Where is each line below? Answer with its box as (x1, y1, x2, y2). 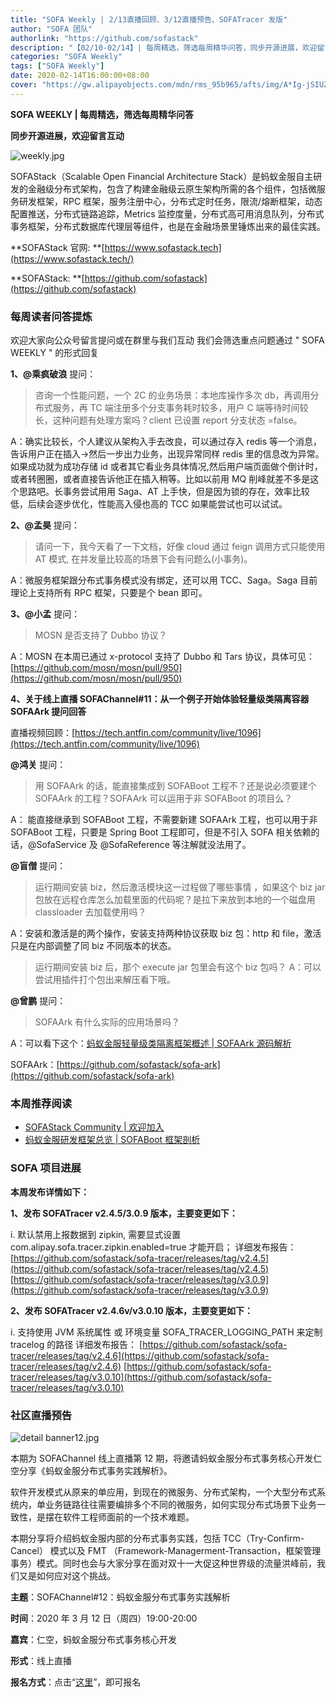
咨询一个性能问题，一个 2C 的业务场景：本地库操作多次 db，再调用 (34, 389, 311, 401)
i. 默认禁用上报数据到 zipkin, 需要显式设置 (10, 1228, 182, 1240)
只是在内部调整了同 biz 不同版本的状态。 (10, 940, 177, 952)
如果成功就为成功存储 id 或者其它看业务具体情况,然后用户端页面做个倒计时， (10, 461, 323, 473)
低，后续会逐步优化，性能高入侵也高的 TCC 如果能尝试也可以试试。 (10, 498, 288, 510)
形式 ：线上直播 (10, 1654, 72, 1666)
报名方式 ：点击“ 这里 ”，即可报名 (10, 1676, 142, 1688)
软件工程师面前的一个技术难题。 (62, 1511, 195, 1523)
